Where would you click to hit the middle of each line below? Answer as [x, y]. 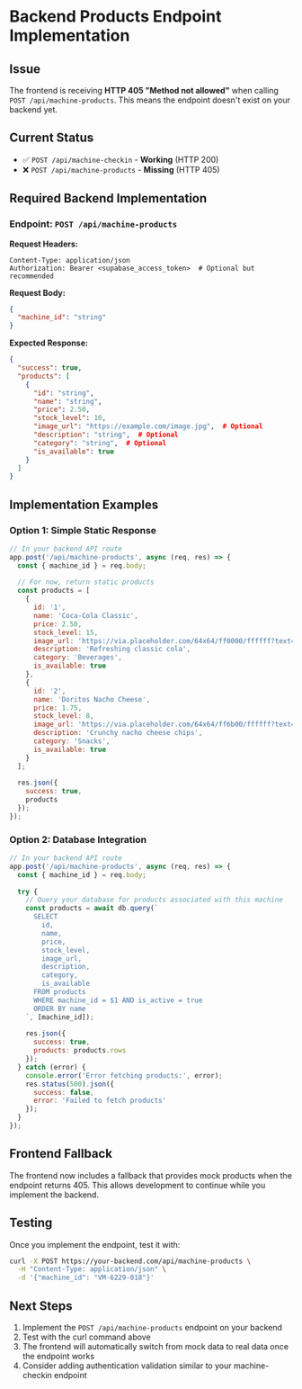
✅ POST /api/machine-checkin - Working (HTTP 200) [120, 159]
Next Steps [41, 1306]
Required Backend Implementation [108, 198]
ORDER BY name [60, 1008]
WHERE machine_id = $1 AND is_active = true [118, 1000]
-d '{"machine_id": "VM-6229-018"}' [86, 1278]
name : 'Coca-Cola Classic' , [86, 615]
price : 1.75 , [58, 708]
